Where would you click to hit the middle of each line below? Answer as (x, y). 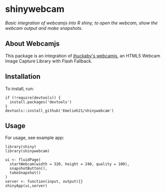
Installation (23, 77)
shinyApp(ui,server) (27, 186)
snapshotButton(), (29, 169)
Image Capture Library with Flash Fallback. (49, 61)
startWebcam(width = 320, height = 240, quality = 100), (70, 164)
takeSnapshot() (25, 173)
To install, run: (20, 88)
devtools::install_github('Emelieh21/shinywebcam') (59, 111)
